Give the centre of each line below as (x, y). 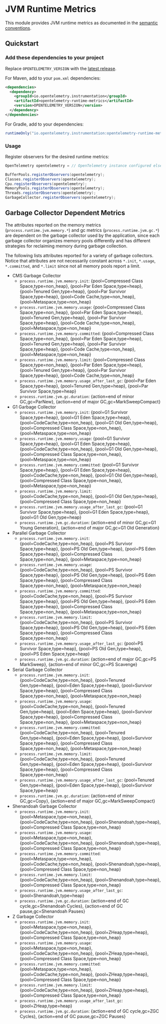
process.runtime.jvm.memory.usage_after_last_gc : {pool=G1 (81, 507)
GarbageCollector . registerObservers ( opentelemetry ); (61, 198)
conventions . (18, 28)
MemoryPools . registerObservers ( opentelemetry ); (55, 188)
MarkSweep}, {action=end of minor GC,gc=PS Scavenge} (78, 664)
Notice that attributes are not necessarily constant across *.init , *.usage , (80, 261)
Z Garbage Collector (33, 916)
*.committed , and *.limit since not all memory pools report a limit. (73, 266)
